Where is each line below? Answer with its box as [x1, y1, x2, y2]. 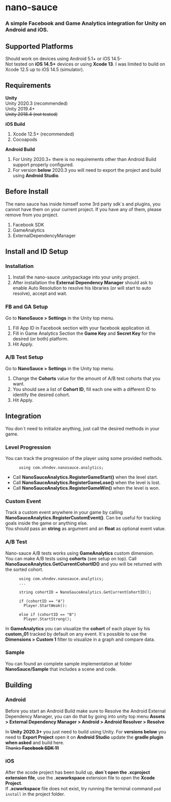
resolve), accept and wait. [12, 290, 67, 296]
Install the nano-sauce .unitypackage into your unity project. [12, 274, 140, 280]
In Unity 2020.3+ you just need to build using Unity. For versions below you [5, 728, 166, 735]
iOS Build [5, 121, 26, 127]
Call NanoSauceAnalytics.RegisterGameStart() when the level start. [12, 474, 158, 480]
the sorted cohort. [5, 566, 43, 572]
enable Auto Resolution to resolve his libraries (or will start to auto [12, 285, 152, 291]
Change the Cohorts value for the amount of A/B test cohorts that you [12, 375, 161, 381]
